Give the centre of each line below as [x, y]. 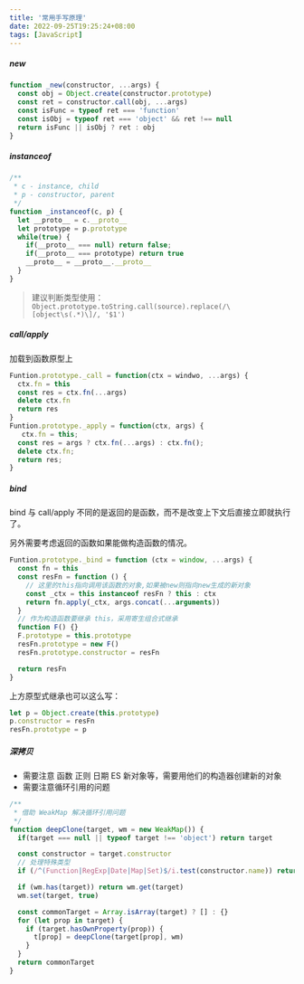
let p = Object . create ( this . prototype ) [85, 713]
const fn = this [48, 569]
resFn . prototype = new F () [68, 644]
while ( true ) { [44, 237]
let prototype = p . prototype [72, 228]
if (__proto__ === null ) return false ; [99, 245]
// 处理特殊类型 [44, 863]
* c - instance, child [56, 186]
